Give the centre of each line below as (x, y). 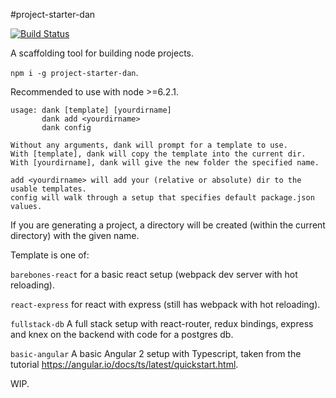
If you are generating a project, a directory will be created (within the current (168, 225)
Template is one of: (50, 255)
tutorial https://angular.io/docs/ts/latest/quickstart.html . (124, 364)
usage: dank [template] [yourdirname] (91, 110)
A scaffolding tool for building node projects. (102, 53)
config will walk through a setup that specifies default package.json (162, 198)
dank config (66, 128)
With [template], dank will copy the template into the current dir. (158, 154)
